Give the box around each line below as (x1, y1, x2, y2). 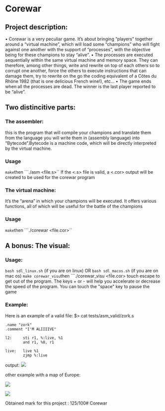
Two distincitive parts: (5, 103, 76, 112)
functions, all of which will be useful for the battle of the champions (5, 204, 143, 209)
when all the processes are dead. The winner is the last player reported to (5, 84, 156, 90)
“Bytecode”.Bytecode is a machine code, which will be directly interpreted (5, 140, 157, 146)
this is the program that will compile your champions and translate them (5, 129, 152, 135)
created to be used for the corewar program (5, 174, 95, 180)
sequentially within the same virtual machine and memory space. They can (5, 57, 158, 63)
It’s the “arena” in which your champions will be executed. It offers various (5, 198, 157, 204)
